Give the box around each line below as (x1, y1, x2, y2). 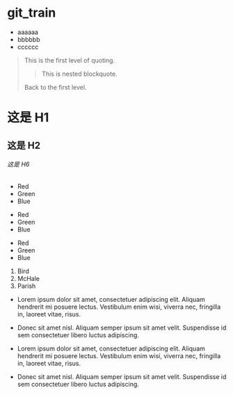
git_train (7, 5, 56, 21)
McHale (17, 274, 40, 282)
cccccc (17, 42, 39, 51)
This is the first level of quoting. (24, 56, 115, 64)
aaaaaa (17, 28, 38, 36)
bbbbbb (17, 35, 40, 43)
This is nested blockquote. (41, 70, 118, 78)
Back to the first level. (24, 83, 87, 91)
